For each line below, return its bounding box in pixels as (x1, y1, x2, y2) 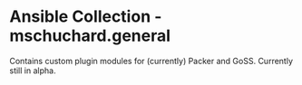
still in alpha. (9, 65, 56, 76)
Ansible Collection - (9, 6, 162, 27)
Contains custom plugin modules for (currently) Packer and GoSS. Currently (9, 55, 293, 66)
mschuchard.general (9, 25, 170, 46)
